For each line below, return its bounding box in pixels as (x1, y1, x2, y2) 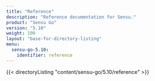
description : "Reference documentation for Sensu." (6, 14, 136, 20)
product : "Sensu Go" (6, 19, 57, 25)
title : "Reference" (6, 8, 54, 15)
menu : (6, 42, 20, 48)
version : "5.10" (6, 25, 46, 31)
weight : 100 (6, 31, 35, 36)
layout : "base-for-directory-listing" (6, 36, 102, 42)
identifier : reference (17, 52, 73, 58)
